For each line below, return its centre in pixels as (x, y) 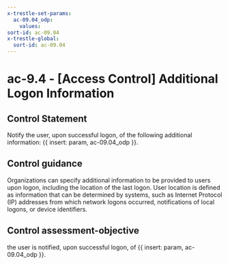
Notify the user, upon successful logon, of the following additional (100, 135)
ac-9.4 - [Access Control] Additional (113, 79)
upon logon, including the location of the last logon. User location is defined (114, 187)
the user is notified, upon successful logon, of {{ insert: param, (96, 247)
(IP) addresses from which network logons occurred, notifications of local (111, 201)
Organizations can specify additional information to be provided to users (109, 180)
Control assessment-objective (73, 231)
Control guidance (45, 164)
